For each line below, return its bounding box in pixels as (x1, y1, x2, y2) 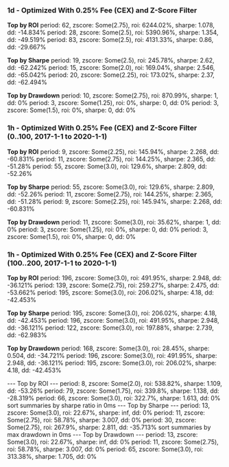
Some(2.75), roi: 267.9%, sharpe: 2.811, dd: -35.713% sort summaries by (7, 423, 211, 431)
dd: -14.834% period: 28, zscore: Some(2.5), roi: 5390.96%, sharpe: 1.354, (7, 28, 219, 36)
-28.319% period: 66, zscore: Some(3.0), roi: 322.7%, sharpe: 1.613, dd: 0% (7, 394, 221, 402)
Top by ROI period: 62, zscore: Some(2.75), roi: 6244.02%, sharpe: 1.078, (7, 21, 215, 30)
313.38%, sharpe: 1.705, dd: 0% (7, 452, 97, 460)
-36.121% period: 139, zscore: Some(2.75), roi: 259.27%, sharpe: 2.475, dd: (7, 281, 219, 289)
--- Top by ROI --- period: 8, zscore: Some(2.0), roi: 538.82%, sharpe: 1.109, (7, 379, 223, 387)
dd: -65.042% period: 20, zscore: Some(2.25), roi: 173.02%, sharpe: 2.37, (7, 71, 215, 79)
